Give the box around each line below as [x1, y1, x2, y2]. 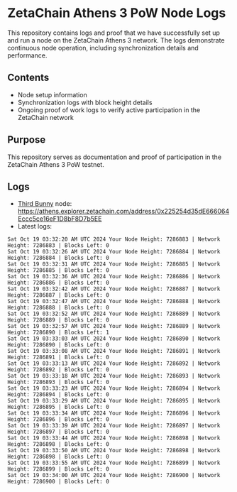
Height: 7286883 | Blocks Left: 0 [7, 242, 110, 249]
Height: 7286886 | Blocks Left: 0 [7, 279, 110, 287]
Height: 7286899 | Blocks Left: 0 [7, 466, 110, 473]
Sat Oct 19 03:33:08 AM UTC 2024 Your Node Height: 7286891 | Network [7, 348, 221, 355]
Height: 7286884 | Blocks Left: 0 [7, 254, 110, 262]
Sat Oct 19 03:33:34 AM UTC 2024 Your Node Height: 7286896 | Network [7, 410, 221, 417]
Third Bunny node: [17, 199, 72, 208]
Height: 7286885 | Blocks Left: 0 [7, 267, 110, 274]
